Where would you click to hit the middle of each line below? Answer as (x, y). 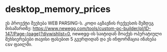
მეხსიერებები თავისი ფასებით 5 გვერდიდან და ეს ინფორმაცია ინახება (81, 39)
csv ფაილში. (19, 44)
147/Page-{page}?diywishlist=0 (37, 33)
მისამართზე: (18, 28)
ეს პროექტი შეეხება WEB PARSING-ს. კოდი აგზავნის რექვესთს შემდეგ (79, 23)
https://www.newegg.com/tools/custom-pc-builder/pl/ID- (92, 28)
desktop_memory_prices (58, 9)
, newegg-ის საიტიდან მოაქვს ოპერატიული (116, 33)
